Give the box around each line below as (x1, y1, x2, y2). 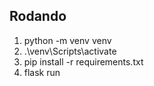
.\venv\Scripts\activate (23, 45, 117, 57)
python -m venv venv (23, 34, 112, 46)
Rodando (9, 8, 67, 25)
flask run (23, 66, 61, 78)
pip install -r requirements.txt (23, 55, 144, 68)
